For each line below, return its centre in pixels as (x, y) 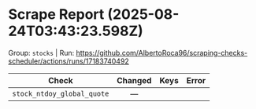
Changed (134, 80)
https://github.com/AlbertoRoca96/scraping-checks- (162, 53)
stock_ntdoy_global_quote (61, 93)
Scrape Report (56, 15)
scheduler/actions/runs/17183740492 (69, 61)
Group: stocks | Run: (41, 53)
